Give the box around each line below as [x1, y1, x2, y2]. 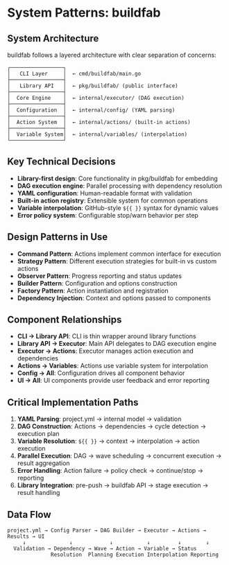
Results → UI [7, 533, 45, 540]
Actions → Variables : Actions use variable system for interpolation [17, 362, 208, 370]
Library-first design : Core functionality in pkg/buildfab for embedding [17, 174, 219, 182]
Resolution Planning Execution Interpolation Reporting [51, 551, 219, 559]
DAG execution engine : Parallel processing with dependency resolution [17, 182, 223, 190]
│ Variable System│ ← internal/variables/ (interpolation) [7, 131, 188, 138]
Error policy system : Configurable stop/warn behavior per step [17, 211, 199, 219]
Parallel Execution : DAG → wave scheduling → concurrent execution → [17, 452, 222, 460]
